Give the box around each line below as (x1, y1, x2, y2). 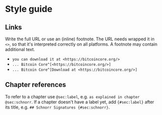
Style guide (5, 3, 53, 15)
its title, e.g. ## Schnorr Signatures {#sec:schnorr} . (5, 104, 110, 110)
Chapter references (5, 81, 66, 89)
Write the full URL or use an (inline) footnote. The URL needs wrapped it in (5, 36, 155, 42)
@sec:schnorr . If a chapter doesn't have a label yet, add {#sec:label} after (5, 99, 154, 105)
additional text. (5, 47, 35, 52)
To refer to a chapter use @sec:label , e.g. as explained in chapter (5, 93, 140, 99)
